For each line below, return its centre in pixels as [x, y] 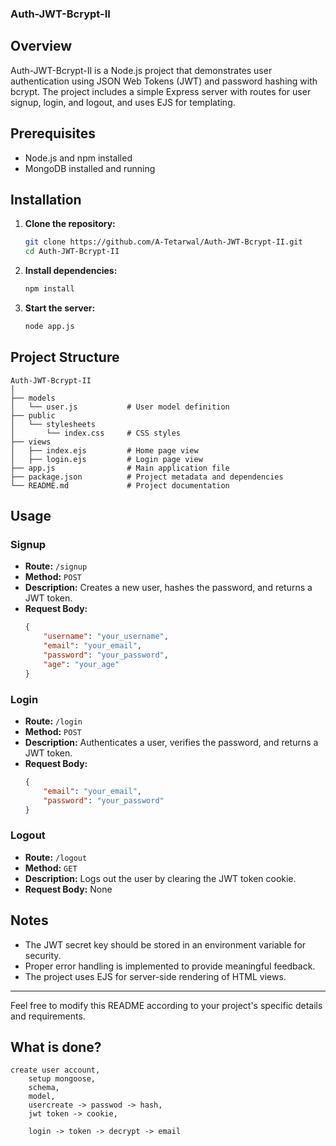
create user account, [55, 1070]
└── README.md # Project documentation [120, 485]
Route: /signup [56, 566]
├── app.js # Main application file [120, 468]
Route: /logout [56, 857]
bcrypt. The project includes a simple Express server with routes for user [161, 91]
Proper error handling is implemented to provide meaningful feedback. [170, 966]
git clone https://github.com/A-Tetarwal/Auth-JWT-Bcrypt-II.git [163, 242]
